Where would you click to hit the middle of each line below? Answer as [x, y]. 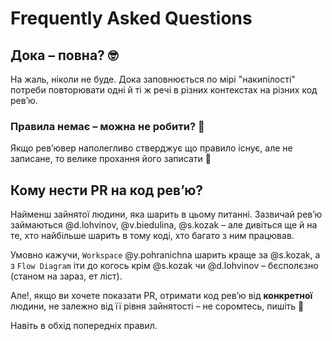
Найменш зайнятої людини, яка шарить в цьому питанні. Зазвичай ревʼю [166, 214]
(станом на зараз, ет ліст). [66, 276]
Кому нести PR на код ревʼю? [107, 190]
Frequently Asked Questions [131, 18]
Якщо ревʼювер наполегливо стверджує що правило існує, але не [151, 148]
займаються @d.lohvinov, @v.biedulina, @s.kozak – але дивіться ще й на [164, 225]
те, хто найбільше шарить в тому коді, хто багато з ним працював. [152, 236]
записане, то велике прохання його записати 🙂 [111, 159]
